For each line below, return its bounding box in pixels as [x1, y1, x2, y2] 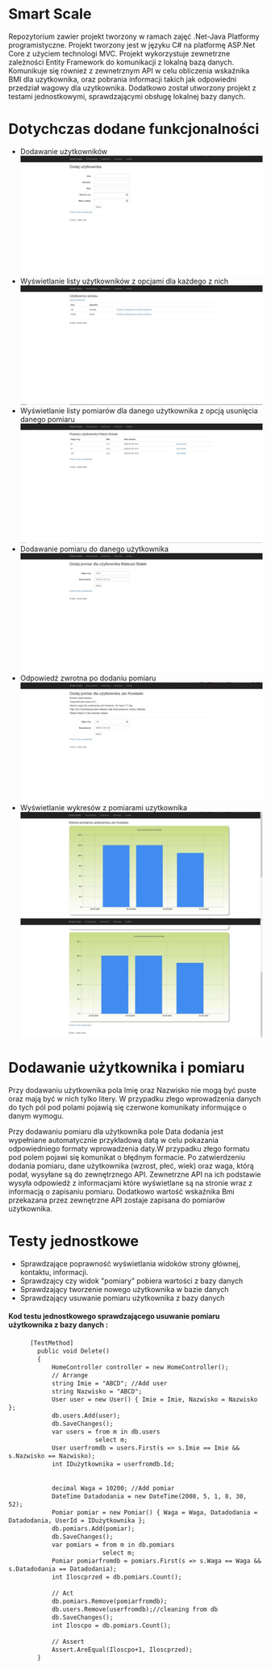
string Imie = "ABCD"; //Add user [51, 1379, 168, 1388]
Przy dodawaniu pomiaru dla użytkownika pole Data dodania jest [8, 1127, 224, 1136]
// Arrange [51, 1371, 89, 1380]
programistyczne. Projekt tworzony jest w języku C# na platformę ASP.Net [8, 40, 256, 49]
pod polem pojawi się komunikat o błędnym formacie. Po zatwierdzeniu [8, 1152, 246, 1162]
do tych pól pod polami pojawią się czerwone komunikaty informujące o [8, 1102, 248, 1112]
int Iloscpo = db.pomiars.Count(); [51, 1621, 172, 1630]
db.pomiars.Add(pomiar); [51, 1525, 135, 1533]
